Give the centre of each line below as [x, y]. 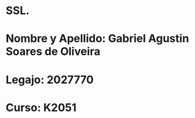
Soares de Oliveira [53, 52]
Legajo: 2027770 [50, 79]
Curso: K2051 [41, 107]
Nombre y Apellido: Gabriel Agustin [97, 39]
